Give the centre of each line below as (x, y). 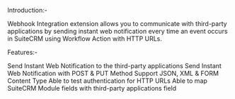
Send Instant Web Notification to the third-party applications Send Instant (114, 66)
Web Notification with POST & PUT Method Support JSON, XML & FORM (113, 73)
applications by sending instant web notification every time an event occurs (117, 31)
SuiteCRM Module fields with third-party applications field (92, 88)
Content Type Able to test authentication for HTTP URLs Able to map (107, 81)
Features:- (22, 52)
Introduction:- (28, 10)
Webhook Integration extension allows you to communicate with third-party (117, 24)
